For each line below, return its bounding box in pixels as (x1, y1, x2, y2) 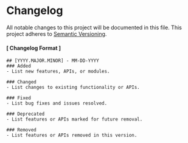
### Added (6, 63, 32, 69)
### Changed (6, 79, 37, 85)
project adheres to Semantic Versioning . (6, 30, 107, 37)
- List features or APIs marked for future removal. (6, 116, 143, 122)
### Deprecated (6, 111, 45, 117)
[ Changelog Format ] (6, 44, 61, 52)
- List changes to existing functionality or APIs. (6, 85, 140, 91)
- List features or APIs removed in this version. (6, 132, 138, 139)
